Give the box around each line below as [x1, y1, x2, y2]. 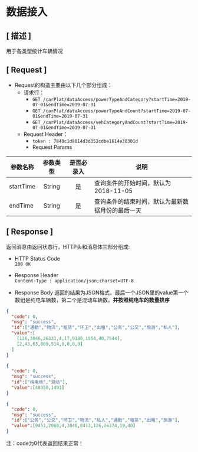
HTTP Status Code [14, 255, 61, 262]
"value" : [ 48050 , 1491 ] [11, 385, 65, 391]
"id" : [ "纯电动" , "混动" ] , [11, 379, 68, 385]
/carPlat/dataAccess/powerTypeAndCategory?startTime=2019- [43, 96, 191, 102]
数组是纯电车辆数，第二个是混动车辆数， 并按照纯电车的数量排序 [14, 296, 170, 303]
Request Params [32, 143, 72, 151]
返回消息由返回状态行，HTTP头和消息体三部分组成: [6, 243, 130, 250]
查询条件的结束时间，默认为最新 [94, 197, 183, 206]
